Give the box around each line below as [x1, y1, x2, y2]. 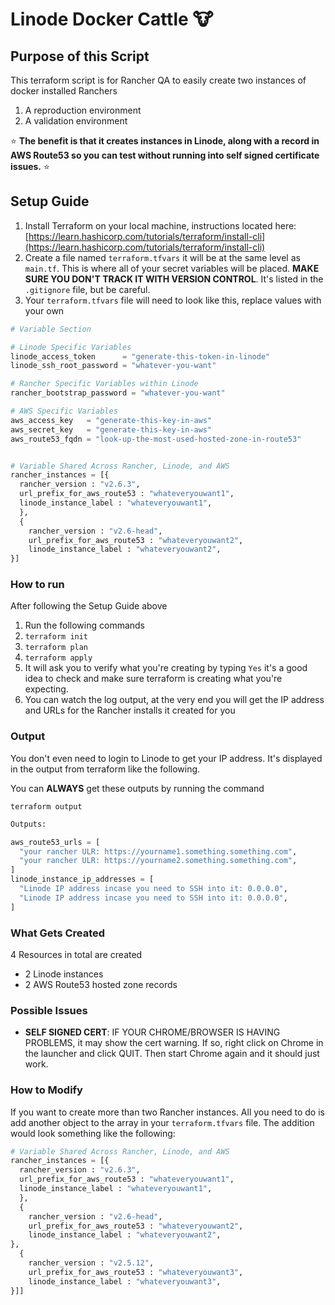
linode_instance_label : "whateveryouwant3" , [28, 1276, 222, 1287]
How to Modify [10, 1083, 83, 1097]
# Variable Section [10, 324, 92, 334]
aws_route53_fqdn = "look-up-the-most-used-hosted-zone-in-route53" [10, 434, 302, 444]
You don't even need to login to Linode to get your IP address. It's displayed [10, 752, 323, 764]
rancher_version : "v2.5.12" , [28, 1258, 155, 1268]
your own [24, 304, 65, 317]
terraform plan [24, 643, 89, 653]
